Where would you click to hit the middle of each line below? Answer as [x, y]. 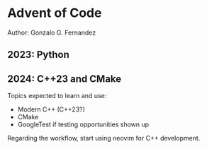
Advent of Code [55, 13]
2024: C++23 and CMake [65, 79]
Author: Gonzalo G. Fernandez [52, 32]
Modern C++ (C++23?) [51, 109]
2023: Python [38, 55]
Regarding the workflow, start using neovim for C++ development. [104, 138]
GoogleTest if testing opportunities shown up [83, 124]
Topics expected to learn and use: [57, 96]
